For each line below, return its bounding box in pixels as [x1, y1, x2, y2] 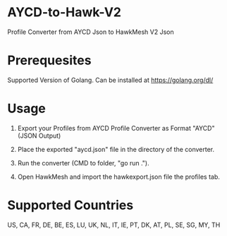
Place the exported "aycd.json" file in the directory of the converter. [17, 145, 215, 153]
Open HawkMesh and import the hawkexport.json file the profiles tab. [17, 172, 220, 181]
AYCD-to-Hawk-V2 [7, 4, 122, 20]
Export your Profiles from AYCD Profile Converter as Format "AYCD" [17, 124, 215, 132]
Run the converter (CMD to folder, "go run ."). [17, 158, 149, 167]
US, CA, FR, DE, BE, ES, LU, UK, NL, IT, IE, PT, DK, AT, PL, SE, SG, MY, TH [7, 220, 221, 229]
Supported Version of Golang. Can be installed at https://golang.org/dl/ [7, 76, 214, 84]
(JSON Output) [17, 131, 61, 140]
